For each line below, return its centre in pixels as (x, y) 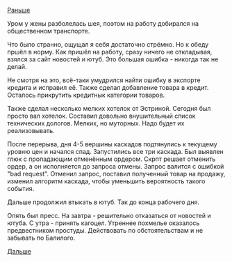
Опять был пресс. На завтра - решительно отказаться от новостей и (109, 216)
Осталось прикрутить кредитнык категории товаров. (86, 95)
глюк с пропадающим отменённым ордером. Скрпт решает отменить (111, 159)
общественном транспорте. (49, 31)
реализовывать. (31, 131)
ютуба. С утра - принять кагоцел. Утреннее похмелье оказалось (103, 223)
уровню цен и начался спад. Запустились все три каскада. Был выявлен (115, 152)
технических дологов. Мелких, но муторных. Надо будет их (96, 123)
